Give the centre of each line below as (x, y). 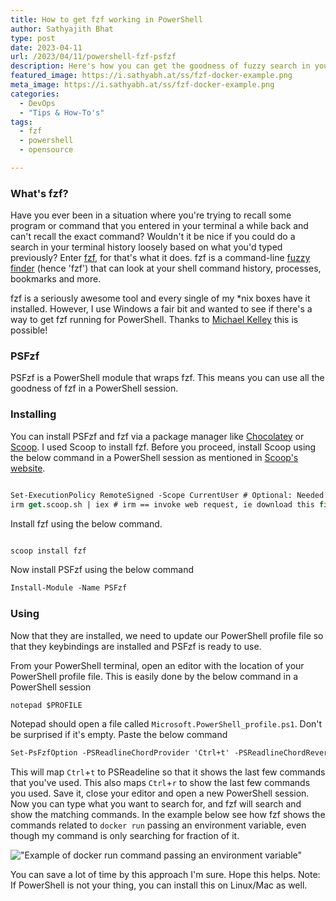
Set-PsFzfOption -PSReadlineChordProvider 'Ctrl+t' (120, 753)
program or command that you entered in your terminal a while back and (159, 226)
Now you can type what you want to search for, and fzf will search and (156, 804)
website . (28, 468)
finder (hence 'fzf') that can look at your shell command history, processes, (166, 268)
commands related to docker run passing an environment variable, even (158, 825)
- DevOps (37, 103)
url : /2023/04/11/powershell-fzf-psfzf (93, 57)
